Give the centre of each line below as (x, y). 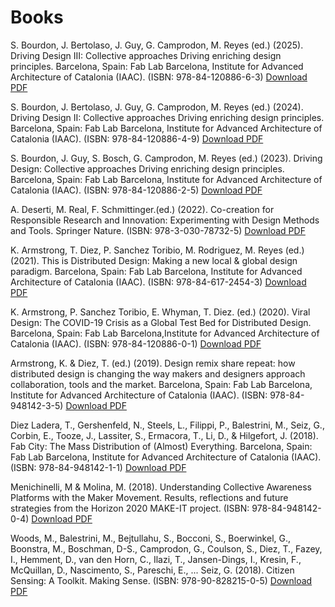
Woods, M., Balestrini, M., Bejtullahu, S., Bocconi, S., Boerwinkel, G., (150, 538)
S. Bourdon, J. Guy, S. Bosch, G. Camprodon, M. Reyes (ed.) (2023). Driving (166, 158)
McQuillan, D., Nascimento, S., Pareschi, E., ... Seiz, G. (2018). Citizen (152, 570)
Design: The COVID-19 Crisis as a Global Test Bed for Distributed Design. (161, 322)
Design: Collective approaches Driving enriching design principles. (147, 168)
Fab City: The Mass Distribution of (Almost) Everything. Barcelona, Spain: (161, 446)
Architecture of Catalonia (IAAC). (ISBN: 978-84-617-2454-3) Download (158, 282)
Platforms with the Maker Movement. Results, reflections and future (149, 497)
